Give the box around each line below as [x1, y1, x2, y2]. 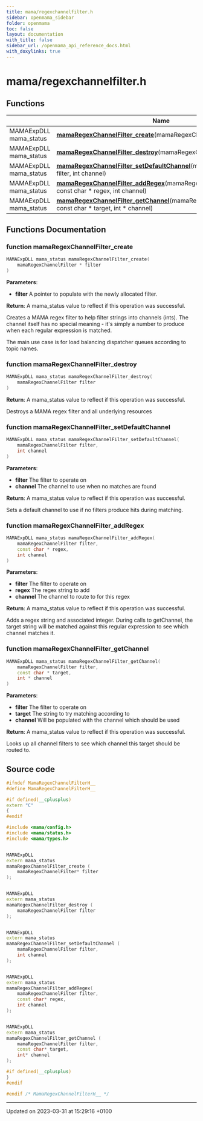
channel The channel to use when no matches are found [14, 482, 156, 490]
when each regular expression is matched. [6, 327, 112, 334]
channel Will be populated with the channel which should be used [14, 716, 180, 724]
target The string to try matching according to [14, 710, 130, 717]
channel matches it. [6, 630, 56, 637]
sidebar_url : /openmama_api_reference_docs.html [6, 43, 131, 49]
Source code [6, 764, 56, 774]
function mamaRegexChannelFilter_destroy [6, 360, 137, 368]
